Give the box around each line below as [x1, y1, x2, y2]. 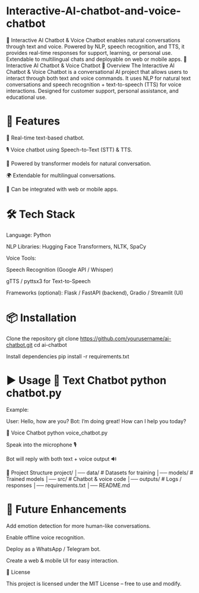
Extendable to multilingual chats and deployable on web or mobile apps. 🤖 [6, 55, 187, 63]
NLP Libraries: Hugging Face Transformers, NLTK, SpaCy [6, 243, 147, 250]
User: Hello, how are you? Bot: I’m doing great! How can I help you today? [6, 417, 187, 424]
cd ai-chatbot [33, 341, 67, 348]
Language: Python [6, 231, 52, 238]
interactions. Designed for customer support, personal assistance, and [6, 87, 179, 94]
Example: [6, 406, 29, 413]
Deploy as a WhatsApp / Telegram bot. [6, 545, 101, 552]
